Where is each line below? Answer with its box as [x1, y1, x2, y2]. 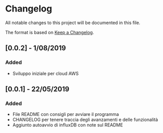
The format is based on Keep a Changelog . [5, 29, 94, 35]
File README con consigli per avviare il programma [12, 111, 119, 117]
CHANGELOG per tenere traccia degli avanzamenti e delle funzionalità [12, 116, 158, 123]
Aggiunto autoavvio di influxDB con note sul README [12, 122, 123, 128]
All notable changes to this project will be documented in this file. [5, 20, 141, 26]
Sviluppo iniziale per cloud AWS [12, 70, 79, 76]
